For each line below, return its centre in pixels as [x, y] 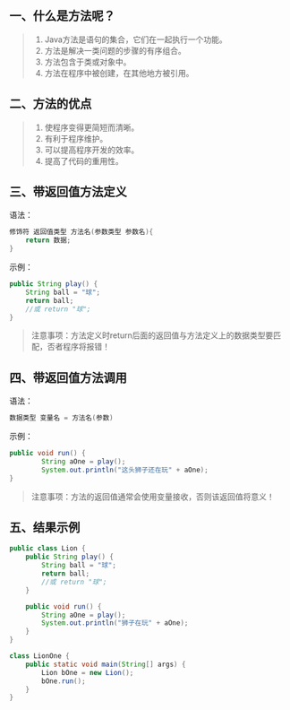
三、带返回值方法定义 [68, 192]
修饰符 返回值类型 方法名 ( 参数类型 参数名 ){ [81, 232]
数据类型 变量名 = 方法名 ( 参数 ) [61, 418]
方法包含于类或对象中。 [88, 62]
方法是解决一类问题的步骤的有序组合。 [115, 50]
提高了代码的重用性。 [84, 160]
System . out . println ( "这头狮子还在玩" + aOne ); [125, 470]
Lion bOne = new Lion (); [88, 672]
